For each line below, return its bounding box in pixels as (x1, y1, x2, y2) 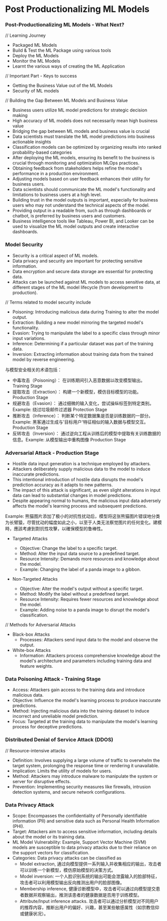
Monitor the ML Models (12, 58, 61, 64)
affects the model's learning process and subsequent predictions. (12, 503, 148, 509)
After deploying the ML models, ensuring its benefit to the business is (12, 155, 155, 161)
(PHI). (12, 823, 25, 829)
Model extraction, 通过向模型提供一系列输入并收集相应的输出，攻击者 (19, 861, 162, 867)
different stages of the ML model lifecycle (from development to (12, 284, 144, 290)
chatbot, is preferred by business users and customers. (12, 213, 126, 219)
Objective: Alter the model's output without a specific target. (19, 586, 144, 592)
